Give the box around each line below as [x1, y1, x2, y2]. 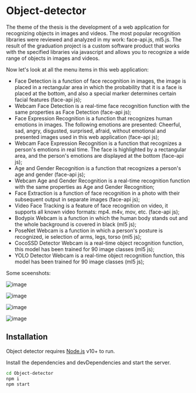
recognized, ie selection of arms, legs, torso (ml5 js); [14, 233, 142, 240]
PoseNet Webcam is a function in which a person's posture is [14, 227, 163, 234]
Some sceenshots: [6, 269, 51, 276]
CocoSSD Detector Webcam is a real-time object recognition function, [14, 239, 184, 246]
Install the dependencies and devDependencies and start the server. [6, 359, 171, 366]
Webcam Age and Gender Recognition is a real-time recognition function [14, 177, 190, 184]
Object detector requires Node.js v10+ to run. [6, 347, 115, 354]
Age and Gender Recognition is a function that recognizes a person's [14, 164, 181, 171]
